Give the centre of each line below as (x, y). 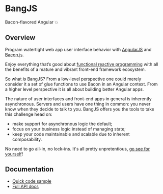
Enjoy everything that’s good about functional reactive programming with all (82, 64)
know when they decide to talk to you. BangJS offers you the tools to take (80, 109)
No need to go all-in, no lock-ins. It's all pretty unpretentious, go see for (78, 149)
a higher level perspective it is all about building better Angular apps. (74, 89)
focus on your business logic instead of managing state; (69, 129)
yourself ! (14, 154)
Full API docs (26, 186)
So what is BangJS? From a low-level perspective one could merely (73, 79)
